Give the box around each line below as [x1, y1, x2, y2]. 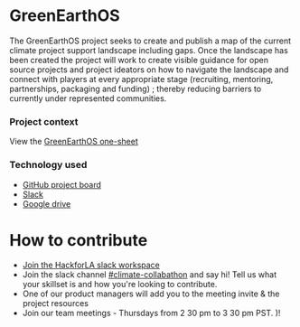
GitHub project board [22, 179, 102, 190]
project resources [22, 298, 89, 309]
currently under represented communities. [9, 92, 167, 104]
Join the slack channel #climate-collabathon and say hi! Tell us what [22, 269, 277, 280]
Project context [9, 115, 79, 127]
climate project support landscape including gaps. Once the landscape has [9, 44, 289, 55]
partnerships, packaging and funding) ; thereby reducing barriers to [9, 83, 262, 94]
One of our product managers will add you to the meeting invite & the [22, 288, 280, 299]
